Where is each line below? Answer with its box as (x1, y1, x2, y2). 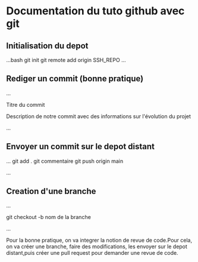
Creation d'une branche (6, 186, 96, 196)
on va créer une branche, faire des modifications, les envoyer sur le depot (6, 243, 187, 250)
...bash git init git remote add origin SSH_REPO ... (6, 57, 126, 63)
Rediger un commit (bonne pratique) (6, 73, 144, 84)
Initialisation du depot (6, 41, 89, 51)
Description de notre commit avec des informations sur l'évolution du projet (6, 112, 191, 120)
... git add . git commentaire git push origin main (6, 157, 124, 165)
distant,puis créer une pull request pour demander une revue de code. (6, 249, 178, 257)
